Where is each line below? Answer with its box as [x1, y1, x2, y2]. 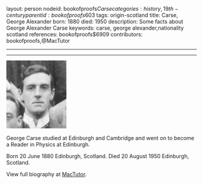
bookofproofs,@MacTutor [6, 37, 71, 44]
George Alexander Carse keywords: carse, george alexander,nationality [6, 24, 184, 31]
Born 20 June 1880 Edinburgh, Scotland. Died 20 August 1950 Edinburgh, [6, 153, 189, 159]
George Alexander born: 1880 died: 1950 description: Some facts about [6, 18, 184, 25]
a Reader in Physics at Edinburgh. [6, 141, 91, 148]
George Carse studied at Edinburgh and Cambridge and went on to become [6, 135, 195, 141]
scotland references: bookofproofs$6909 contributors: [6, 31, 143, 38]
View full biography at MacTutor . [6, 171, 87, 177]
